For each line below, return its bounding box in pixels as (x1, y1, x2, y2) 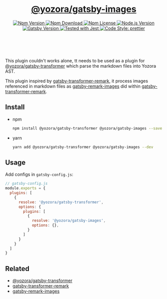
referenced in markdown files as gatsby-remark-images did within (5, 83, 141, 89)
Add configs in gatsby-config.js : (5, 171, 74, 177)
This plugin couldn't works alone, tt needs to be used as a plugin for (5, 57, 145, 63)
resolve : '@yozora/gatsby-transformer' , (18, 199, 104, 205)
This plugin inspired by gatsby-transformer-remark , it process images (5, 78, 149, 84)
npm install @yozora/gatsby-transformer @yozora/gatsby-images (12, 126, 147, 131)
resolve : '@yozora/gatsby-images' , (31, 218, 106, 223)
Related (5, 264, 30, 273)
